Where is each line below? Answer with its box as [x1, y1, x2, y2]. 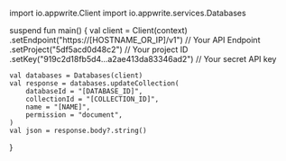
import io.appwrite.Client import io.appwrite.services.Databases [9, 8, 246, 18]
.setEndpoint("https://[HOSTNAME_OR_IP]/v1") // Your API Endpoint [9, 35, 261, 45]
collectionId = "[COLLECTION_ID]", [25, 94, 160, 103]
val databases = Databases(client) [9, 71, 143, 80]
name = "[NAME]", [25, 103, 91, 112]
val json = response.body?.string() [9, 126, 147, 135]
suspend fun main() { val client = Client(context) [9, 25, 188, 35]
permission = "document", [25, 111, 124, 120]
